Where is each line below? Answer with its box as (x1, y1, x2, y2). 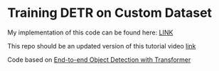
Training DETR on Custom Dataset (7, 5, 212, 21)
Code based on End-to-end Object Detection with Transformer (7, 55, 191, 64)
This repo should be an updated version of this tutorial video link (7, 41, 196, 50)
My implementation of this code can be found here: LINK (7, 28, 173, 37)
